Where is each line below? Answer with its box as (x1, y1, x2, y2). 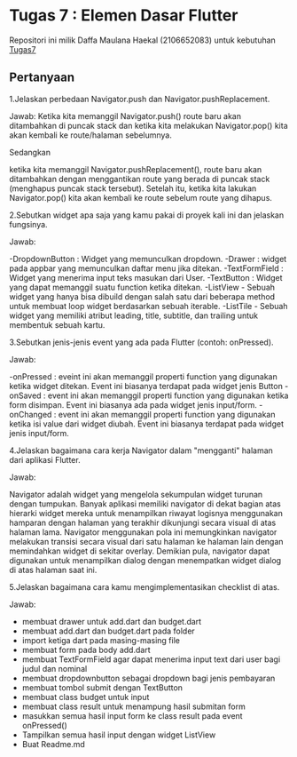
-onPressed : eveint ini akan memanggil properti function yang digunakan (9, 371, 277, 382)
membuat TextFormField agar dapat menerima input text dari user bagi (21, 654, 281, 665)
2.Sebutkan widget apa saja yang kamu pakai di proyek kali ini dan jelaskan (9, 210, 285, 220)
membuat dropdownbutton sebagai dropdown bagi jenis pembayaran (21, 673, 276, 683)
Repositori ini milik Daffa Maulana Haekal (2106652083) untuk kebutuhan (9, 35, 277, 45)
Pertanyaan (9, 70, 75, 85)
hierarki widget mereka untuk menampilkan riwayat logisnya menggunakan (9, 507, 284, 518)
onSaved (9, 390, 42, 401)
